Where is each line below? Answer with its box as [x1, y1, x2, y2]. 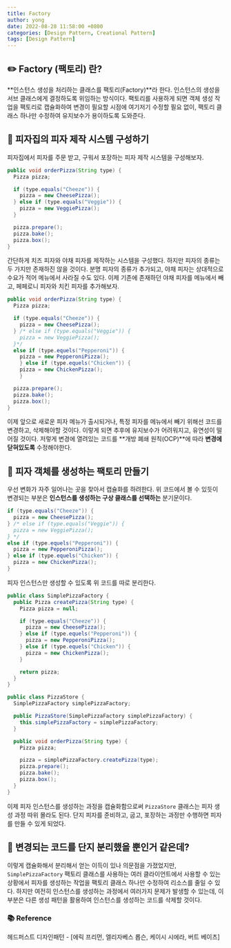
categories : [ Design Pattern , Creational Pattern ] [7, 29, 156, 37]
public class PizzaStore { [7, 694, 85, 700]
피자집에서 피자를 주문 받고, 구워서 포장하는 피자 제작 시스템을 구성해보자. [7, 153, 204, 161]
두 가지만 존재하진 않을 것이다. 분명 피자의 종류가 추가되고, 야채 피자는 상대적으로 [7, 265, 224, 273]
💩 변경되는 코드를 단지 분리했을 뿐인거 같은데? [7, 842, 190, 854]
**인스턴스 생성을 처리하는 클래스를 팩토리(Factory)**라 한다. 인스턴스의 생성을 [7, 85, 221, 94]
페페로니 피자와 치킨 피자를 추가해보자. [16, 282, 119, 290]
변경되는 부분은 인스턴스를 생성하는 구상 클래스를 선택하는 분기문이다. [7, 494, 192, 502]
